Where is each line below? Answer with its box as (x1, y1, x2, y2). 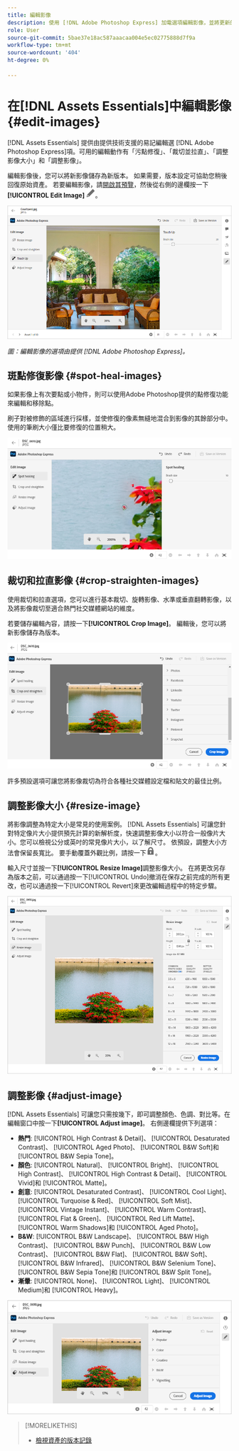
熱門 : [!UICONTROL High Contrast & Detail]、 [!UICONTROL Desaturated (17, 1134, 230, 1143)
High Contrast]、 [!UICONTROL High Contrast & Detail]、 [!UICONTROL (17, 1170, 228, 1178)
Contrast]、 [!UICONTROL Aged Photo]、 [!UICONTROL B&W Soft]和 (17, 1143, 219, 1152)
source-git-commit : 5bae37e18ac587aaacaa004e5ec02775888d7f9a (7, 34, 196, 41)
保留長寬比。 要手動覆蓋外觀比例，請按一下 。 (19, 849, 161, 857)
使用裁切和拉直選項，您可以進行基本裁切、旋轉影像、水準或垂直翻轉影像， (7, 595, 225, 603)
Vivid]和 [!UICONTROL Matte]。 (17, 1178, 111, 1188)
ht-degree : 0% (7, 57, 50, 64)
